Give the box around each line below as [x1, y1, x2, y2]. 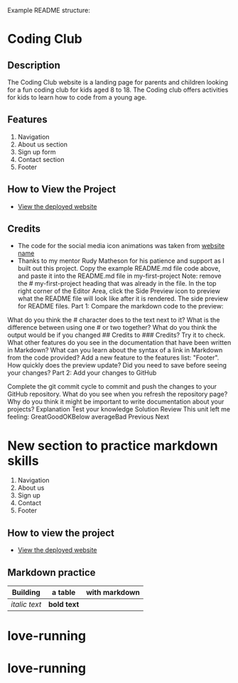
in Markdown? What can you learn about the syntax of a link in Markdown [7, 346, 223, 355]
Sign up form [17, 147, 56, 156]
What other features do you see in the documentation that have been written [7, 338, 232, 347]
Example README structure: [7, 6, 91, 14]
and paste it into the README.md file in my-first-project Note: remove [17, 271, 222, 280]
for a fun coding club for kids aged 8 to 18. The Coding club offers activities [7, 85, 229, 94]
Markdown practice [7, 566, 96, 579]
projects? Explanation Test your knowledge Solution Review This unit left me [7, 405, 231, 414]
